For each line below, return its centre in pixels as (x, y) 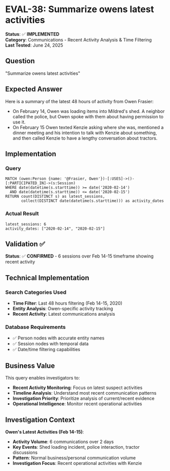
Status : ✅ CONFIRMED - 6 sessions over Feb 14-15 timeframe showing (79, 256)
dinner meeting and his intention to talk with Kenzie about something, (85, 133)
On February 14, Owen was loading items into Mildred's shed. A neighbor (89, 111)
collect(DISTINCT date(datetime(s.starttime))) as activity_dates (93, 201)
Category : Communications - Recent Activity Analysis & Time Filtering (78, 39)
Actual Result (22, 213)
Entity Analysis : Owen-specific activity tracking (63, 309)
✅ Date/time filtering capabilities (46, 350)
